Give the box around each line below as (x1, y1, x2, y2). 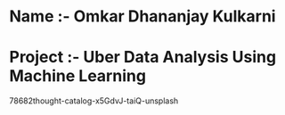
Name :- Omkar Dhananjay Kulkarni (9, 6, 276, 27)
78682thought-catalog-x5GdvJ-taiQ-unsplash (9, 95, 179, 106)
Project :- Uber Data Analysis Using (9, 47, 277, 68)
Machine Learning (9, 66, 147, 86)
